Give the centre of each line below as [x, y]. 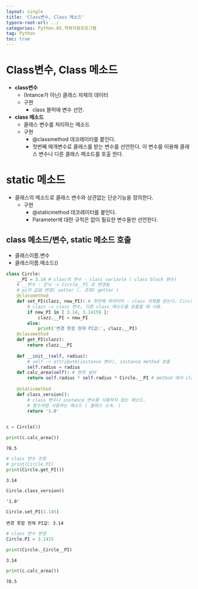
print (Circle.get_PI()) [35, 470]
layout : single [25, 12]
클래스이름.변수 [32, 255]
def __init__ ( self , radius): [52, 356]
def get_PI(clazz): [41, 340]
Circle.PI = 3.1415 [30, 539]
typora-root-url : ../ [33, 22]
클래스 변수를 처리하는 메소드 [57, 124]
